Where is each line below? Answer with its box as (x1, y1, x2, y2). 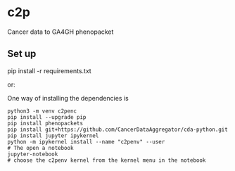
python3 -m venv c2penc (7, 107, 77, 115)
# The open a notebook (7, 144, 74, 151)
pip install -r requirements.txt (7, 66, 91, 75)
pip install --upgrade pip (7, 113, 87, 120)
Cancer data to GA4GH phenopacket (7, 27, 114, 36)
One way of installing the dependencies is (7, 94, 129, 102)
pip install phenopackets (7, 120, 83, 127)
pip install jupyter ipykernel (7, 132, 99, 139)
